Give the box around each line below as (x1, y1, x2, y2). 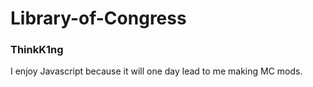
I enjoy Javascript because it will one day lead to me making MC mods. (10, 65, 303, 77)
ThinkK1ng (10, 43, 64, 57)
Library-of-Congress (10, 7, 187, 30)
